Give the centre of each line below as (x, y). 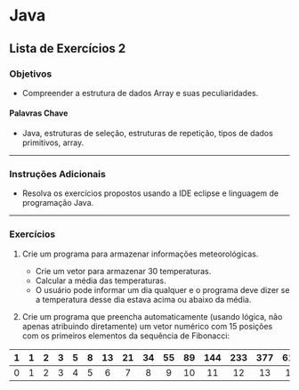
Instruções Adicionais (58, 174)
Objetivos (31, 74)
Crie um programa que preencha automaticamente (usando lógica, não (152, 316)
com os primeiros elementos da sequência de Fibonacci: (125, 336)
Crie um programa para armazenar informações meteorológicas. (140, 254)
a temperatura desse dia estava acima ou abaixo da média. (143, 299)
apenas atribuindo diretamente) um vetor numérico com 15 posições (147, 326)
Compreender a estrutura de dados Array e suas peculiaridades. (140, 93)
